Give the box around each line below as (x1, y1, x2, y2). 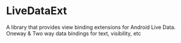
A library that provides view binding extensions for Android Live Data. (6, 24, 176, 31)
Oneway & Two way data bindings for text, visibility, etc (6, 29, 141, 37)
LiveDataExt (6, 4, 67, 18)
